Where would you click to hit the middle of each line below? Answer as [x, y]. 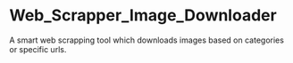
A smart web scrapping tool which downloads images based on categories [146, 40]
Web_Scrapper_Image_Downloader [143, 16]
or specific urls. [38, 49]
